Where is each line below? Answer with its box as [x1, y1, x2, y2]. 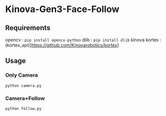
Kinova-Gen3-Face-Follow [5, 4, 120, 15]
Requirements [5, 24, 50, 32]
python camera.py [5, 83, 42, 88]
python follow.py [5, 106, 42, 111]
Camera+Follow [5, 94, 45, 101]
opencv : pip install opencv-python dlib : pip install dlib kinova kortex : [5, 37, 161, 43]
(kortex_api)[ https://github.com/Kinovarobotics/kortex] [5, 42, 119, 48]
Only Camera [5, 72, 38, 79]
